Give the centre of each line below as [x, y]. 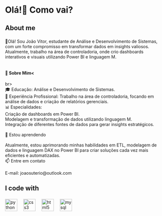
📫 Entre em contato [25, 161]
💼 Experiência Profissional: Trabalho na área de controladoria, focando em [80, 96]
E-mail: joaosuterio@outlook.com [38, 173]
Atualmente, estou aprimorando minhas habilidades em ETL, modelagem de [81, 145]
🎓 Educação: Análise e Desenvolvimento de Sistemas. [60, 89]
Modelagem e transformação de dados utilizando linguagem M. [69, 119]
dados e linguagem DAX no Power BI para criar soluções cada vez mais [77, 150]
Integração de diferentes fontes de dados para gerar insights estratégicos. [80, 124]
